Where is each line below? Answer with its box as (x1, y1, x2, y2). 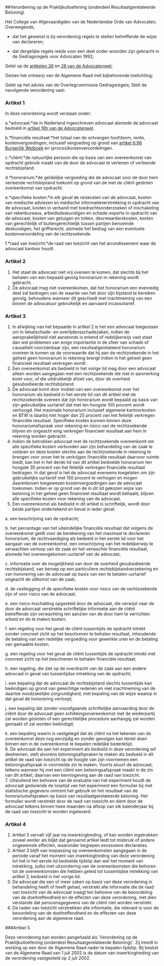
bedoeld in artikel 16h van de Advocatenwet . (5, 125, 94, 131)
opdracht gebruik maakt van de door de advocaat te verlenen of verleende (5, 160, 156, 166)
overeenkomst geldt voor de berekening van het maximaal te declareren (5, 530, 150, 536)
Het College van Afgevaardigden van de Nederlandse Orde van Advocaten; (5, 19, 157, 25)
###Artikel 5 (5, 925, 30, 931)
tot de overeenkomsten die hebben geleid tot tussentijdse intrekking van (12, 868, 158, 874)
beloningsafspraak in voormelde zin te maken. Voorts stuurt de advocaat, (5, 762, 153, 767)
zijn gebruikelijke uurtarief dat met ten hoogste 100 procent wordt (12, 402, 145, 407)
